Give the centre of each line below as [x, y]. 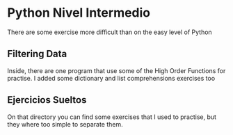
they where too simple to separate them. [65, 124]
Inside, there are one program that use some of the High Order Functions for [116, 70]
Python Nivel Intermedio [79, 13]
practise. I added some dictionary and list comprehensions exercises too [111, 78]
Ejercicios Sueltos [47, 100]
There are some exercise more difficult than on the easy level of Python [110, 32]
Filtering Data [37, 54]
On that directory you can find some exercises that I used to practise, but [112, 117]
